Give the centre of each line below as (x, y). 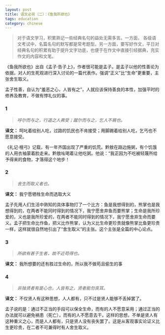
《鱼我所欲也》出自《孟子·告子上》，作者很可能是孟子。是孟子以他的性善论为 (82, 67)
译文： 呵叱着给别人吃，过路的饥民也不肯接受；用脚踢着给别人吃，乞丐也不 (81, 130)
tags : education (22, 19)
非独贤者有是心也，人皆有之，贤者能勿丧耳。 (62, 288)
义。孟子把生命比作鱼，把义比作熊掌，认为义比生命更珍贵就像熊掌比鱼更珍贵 (82, 223)
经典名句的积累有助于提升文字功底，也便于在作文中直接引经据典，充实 (88, 50)
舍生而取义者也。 (34, 183)
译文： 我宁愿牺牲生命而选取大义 (38, 194)
